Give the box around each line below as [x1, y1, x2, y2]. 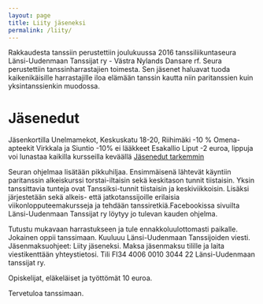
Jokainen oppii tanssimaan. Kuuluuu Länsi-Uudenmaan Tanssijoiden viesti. [8, 233, 250, 242]
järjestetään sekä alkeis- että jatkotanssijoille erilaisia [8, 193, 180, 202]
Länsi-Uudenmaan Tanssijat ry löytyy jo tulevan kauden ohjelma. [8, 209, 218, 219]
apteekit [8, 144, 35, 153]
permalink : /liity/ [8, 26, 72, 34]
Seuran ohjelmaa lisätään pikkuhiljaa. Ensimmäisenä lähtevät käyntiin [8, 167, 232, 177]
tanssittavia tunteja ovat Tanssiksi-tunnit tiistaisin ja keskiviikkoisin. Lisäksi [8, 184, 250, 193]
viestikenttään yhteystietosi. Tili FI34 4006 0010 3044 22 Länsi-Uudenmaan [8, 250, 256, 259]
